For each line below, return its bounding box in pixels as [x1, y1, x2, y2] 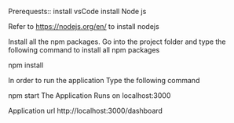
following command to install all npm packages [8, 45, 160, 54]
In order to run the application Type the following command [8, 76, 200, 85]
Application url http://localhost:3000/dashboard [8, 106, 163, 115]
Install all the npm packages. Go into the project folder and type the [8, 37, 226, 46]
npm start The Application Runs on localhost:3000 [8, 91, 171, 100]
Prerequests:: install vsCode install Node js [8, 7, 147, 16]
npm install [8, 60, 44, 70]
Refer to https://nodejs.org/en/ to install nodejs [8, 22, 159, 31]
